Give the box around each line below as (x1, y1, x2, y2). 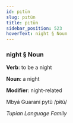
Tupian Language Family (6, 110, 67, 117)
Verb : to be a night (6, 64, 52, 71)
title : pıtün (6, 20, 39, 26)
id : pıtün (6, 8, 31, 15)
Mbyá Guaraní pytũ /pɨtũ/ (6, 99, 67, 106)
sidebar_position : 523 (6, 25, 62, 31)
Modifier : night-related (6, 87, 62, 94)
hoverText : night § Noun (6, 31, 68, 37)
